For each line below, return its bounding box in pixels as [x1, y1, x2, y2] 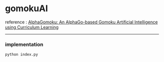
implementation [5, 41, 43, 48]
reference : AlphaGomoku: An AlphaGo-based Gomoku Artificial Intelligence [5, 19, 158, 25]
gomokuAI [5, 3, 48, 14]
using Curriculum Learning [5, 24, 59, 30]
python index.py [5, 52, 38, 57]
